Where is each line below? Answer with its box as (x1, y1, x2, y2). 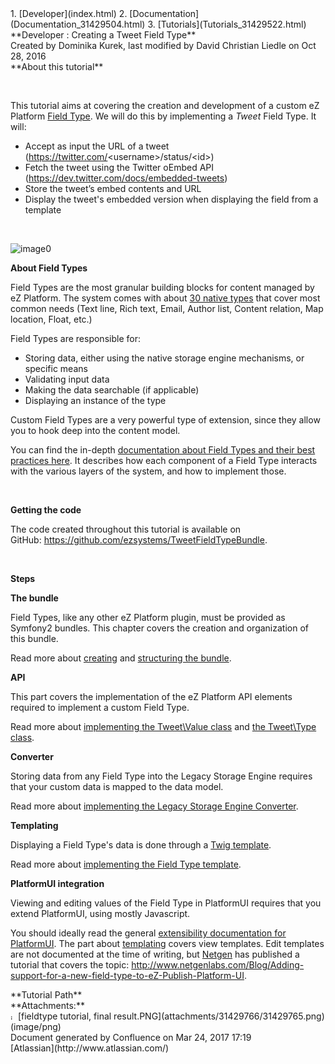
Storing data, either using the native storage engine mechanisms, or (24, 352, 305, 364)
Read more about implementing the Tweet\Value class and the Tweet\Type (10, 721, 317, 732)
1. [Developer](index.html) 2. (10, 8, 128, 19)
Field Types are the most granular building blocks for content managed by (10, 282, 315, 293)
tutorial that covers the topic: (10, 959, 130, 971)
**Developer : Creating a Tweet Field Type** (10, 29, 197, 41)
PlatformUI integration (10, 878, 105, 889)
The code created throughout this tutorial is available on (10, 523, 242, 535)
